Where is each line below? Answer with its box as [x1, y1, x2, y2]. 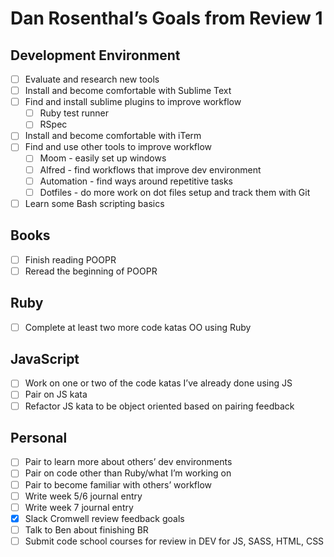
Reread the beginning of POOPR [24, 265, 158, 277]
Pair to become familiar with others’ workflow [24, 478, 213, 491]
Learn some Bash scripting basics [24, 197, 165, 209]
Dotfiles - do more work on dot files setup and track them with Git [39, 186, 311, 198]
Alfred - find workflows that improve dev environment [39, 163, 262, 176]
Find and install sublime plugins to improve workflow [24, 96, 242, 108]
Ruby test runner [39, 107, 110, 119]
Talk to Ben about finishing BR [24, 523, 149, 536]
